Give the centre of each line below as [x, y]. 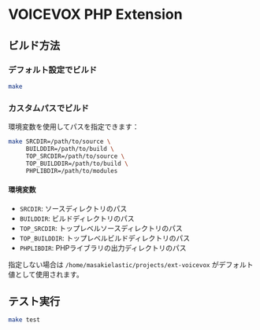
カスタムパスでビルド [48, 108]
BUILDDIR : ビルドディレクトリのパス [77, 218]
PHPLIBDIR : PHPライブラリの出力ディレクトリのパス [103, 247]
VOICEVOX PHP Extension [95, 15]
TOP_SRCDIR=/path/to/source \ [75, 156]
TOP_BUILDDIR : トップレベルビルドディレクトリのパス [105, 238]
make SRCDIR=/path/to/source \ [59, 142]
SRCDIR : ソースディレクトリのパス [73, 208]
